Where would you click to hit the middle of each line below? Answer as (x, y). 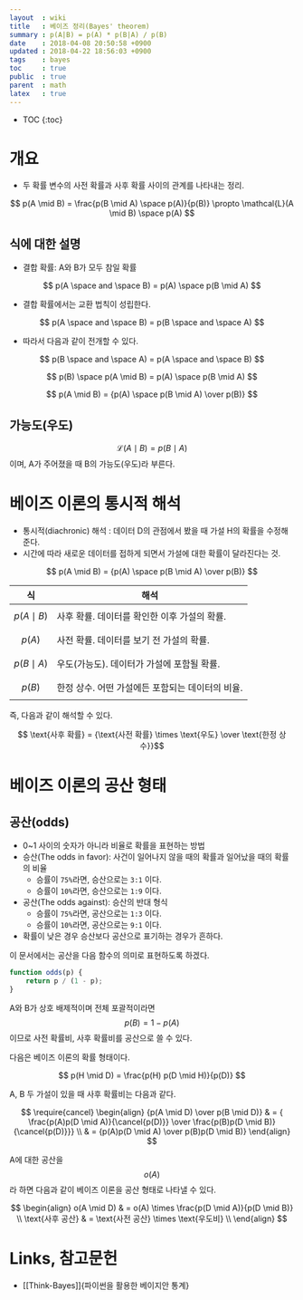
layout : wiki (38, 18)
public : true (38, 77)
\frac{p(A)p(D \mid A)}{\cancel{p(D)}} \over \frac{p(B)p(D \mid (145, 1122)
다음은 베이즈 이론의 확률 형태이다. (70, 1057)
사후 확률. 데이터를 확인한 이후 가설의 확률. (142, 616)
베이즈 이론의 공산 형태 (88, 786)
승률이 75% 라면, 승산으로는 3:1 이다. (99, 879)
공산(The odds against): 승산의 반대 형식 (95, 902)
